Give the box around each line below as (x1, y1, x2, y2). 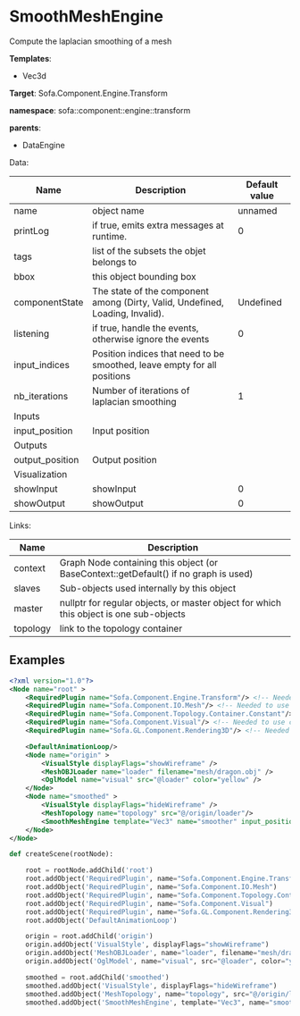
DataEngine (21, 139, 65, 150)
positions (92, 369, 131, 382)
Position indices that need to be (92, 347, 225, 359)
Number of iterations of (92, 384, 190, 397)
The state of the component (92, 284, 210, 297)
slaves (13, 582, 41, 594)
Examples (9, 652, 65, 668)
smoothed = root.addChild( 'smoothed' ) (25, 972, 170, 982)
